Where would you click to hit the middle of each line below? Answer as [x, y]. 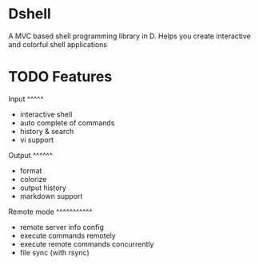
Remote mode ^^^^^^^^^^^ [51, 212]
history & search [47, 131]
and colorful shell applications [58, 44]
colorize [33, 179]
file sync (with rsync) [54, 252]
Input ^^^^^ [26, 99]
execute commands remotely [68, 235]
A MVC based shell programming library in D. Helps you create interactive [129, 36]
